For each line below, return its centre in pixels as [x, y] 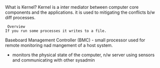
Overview [16, 27]
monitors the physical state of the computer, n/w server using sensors [83, 55]
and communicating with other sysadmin [53, 60]
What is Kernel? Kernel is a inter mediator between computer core [72, 7]
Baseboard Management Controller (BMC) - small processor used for [75, 40]
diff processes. [20, 17]
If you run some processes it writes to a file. [56, 31]
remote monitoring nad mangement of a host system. [59, 45]
